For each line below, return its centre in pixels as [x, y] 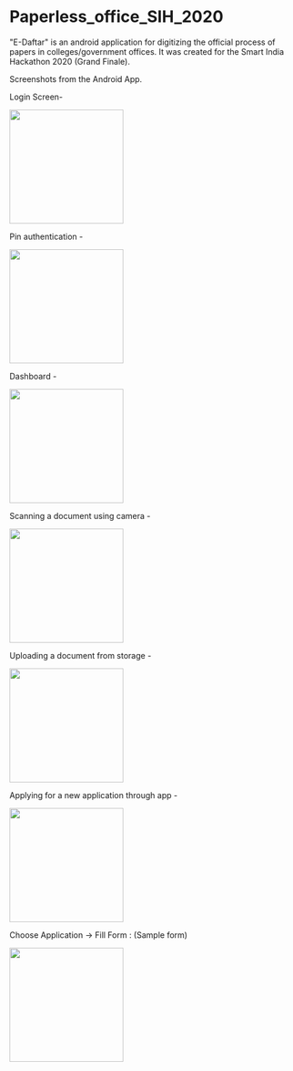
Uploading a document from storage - [81, 655]
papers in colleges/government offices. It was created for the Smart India [147, 51]
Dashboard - [33, 376]
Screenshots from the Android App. [76, 78]
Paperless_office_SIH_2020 [116, 17]
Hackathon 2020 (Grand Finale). [70, 61]
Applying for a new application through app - [94, 795]
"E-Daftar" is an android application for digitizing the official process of [142, 42]
